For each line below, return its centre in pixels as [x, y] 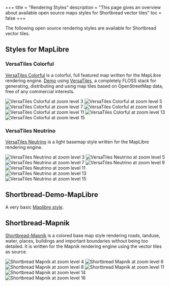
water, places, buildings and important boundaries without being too [77, 241]
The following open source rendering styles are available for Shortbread [81, 28]
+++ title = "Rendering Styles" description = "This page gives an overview [83, 7]
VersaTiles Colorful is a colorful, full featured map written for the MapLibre [83, 75]
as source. [16, 251]
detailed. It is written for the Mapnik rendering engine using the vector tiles [83, 246]
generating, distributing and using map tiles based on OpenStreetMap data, [84, 86]
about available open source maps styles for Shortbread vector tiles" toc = [83, 13]
